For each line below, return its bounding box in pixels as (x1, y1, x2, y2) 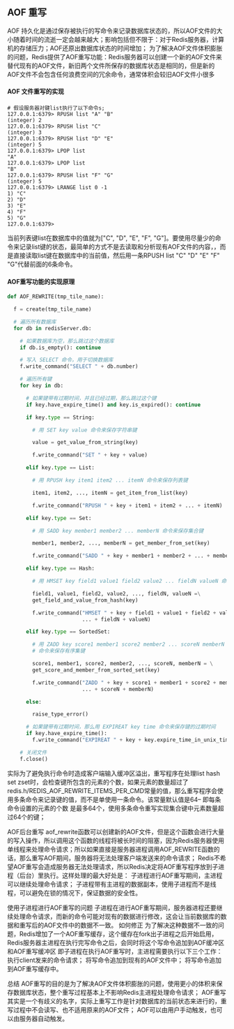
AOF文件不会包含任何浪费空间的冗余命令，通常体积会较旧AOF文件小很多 (7, 70, 215, 78)
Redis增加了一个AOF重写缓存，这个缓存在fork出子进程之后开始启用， (19, 929, 218, 938)
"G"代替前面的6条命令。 (7, 260, 77, 269)
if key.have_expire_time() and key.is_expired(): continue (25, 401, 201, 408)
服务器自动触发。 (19, 1014, 68, 1023)
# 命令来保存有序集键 (32, 648, 86, 655)
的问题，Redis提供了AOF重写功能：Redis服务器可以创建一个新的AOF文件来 (7, 52, 222, 61)
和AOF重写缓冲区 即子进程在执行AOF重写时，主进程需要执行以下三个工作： (7, 947, 223, 955)
